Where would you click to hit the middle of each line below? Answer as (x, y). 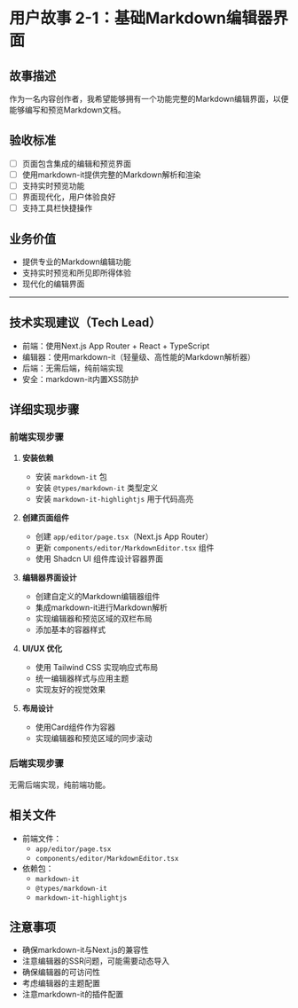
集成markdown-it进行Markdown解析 (102, 607)
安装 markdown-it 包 (71, 477)
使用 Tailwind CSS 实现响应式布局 (96, 668)
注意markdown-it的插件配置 (73, 995)
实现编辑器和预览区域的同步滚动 (94, 738)
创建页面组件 (45, 518)
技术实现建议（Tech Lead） (85, 323)
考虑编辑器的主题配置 (61, 983)
